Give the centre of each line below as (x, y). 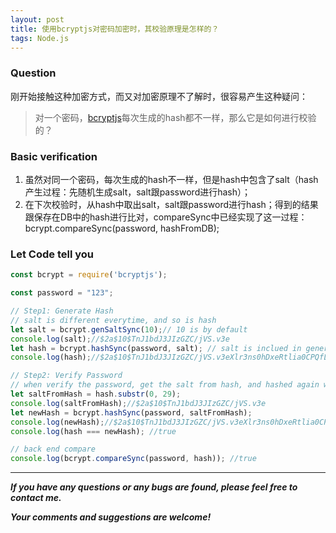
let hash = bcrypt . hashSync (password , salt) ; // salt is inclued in (156, 348)
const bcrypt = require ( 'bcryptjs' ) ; (89, 275)
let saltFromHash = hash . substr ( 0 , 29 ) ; (96, 394)
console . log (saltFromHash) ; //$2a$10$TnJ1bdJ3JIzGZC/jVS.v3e (138, 403)
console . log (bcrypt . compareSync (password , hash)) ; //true (133, 459)
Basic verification (54, 156)
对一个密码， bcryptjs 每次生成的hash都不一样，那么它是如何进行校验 (175, 117)
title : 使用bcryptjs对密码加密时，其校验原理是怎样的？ (115, 29)
